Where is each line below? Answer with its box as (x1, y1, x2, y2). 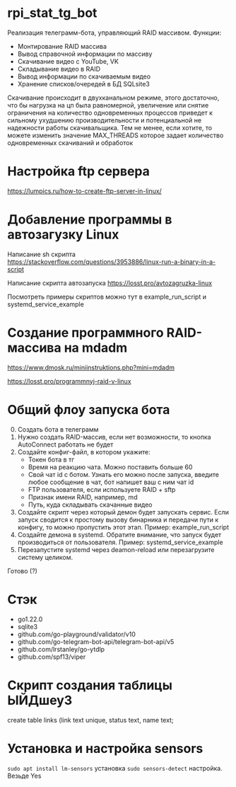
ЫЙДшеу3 (7, 692, 73, 708)
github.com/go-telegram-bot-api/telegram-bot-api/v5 (17, 637, 175, 645)
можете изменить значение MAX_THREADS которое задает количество (7, 131, 224, 139)
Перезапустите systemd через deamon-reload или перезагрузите (17, 545, 215, 553)
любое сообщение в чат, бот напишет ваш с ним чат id (28, 478, 194, 486)
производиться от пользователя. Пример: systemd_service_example (17, 538, 224, 546)
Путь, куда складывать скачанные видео (28, 500, 153, 509)
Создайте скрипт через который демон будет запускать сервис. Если (17, 507, 230, 516)
